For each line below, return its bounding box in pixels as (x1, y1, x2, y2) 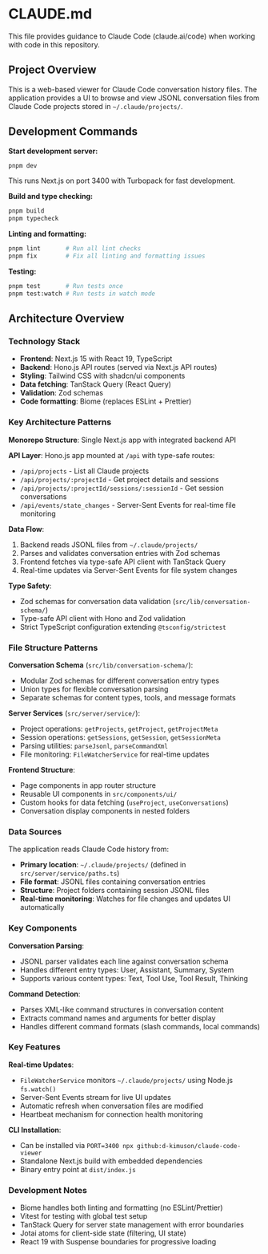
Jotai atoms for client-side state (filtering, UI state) (19, 1228, 186, 1238)
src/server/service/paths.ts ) (19, 868, 120, 879)
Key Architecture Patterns (8, 416, 112, 428)
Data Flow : (8, 524, 45, 534)
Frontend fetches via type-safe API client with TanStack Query (19, 557, 226, 566)
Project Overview (8, 63, 97, 77)
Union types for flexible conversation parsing (19, 684, 169, 694)
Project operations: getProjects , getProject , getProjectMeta (19, 724, 218, 733)
